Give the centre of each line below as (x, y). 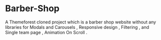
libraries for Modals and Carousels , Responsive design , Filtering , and (77, 27)
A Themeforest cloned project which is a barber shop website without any (80, 22)
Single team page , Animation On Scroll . (46, 32)
